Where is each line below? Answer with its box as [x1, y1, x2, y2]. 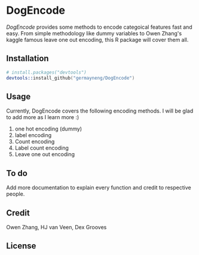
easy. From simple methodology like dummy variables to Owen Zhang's [6, 29, 182, 37]
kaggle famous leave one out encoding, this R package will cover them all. [6, 36, 189, 43]
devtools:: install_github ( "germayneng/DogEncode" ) [6, 75, 135, 81]
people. [6, 190, 25, 198]
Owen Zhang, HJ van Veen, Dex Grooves [6, 223, 107, 230]
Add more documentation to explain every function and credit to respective [6, 184, 191, 192]
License [6, 241, 36, 251]
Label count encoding [14, 144, 69, 151]
